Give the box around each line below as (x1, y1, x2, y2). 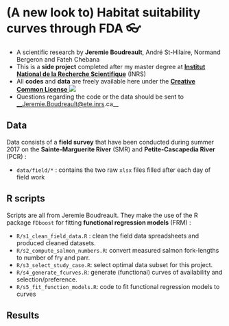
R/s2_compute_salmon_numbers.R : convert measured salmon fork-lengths (16, 246, 219, 254)
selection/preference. (16, 275, 77, 284)
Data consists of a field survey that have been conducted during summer (6, 138, 214, 146)
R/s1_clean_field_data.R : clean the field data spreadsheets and (16, 231, 200, 240)
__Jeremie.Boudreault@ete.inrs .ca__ (16, 99, 119, 108)
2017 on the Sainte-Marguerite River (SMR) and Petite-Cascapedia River (6, 145, 215, 153)
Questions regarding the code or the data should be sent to (16, 92, 184, 101)
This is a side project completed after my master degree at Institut (16, 62, 206, 71)
